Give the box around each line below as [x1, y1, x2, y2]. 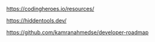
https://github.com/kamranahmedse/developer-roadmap [6, 29, 149, 36]
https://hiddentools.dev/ [6, 17, 67, 24]
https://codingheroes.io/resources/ [6, 5, 95, 12]
